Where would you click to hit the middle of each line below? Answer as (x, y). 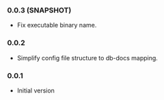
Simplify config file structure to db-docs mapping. (87, 58)
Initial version (36, 90)
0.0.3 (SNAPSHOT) (39, 10)
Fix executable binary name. (57, 25)
